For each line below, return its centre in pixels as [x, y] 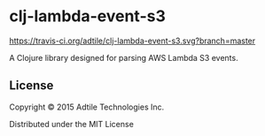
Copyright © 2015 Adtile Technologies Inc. [87, 107]
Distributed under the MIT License [72, 124]
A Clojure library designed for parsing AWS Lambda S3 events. [124, 57]
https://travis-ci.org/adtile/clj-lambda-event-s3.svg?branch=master [132, 41]
